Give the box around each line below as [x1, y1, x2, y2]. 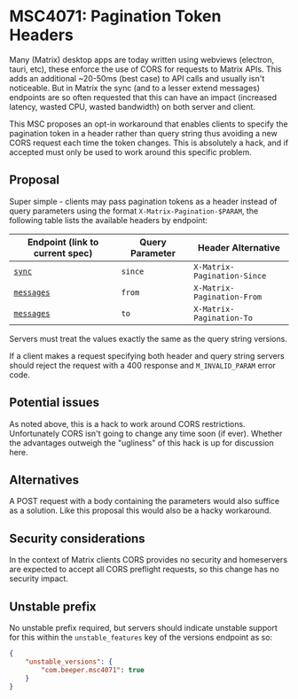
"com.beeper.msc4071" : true [41, 665, 145, 674]
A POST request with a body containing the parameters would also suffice [9, 496, 280, 507]
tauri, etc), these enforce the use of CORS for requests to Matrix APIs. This [9, 64, 282, 74]
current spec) [33, 246, 93, 259]
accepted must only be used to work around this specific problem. [9, 146, 252, 157]
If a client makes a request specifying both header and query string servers [9, 350, 286, 361]
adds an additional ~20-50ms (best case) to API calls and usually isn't [9, 73, 265, 83]
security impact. [9, 573, 69, 584]
